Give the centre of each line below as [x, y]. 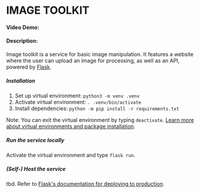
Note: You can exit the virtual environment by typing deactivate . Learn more [100, 120]
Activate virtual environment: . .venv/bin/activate [78, 102]
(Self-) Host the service [36, 169]
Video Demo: [23, 27]
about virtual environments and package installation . [71, 126]
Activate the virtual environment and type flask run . [71, 155]
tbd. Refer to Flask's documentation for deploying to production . [85, 183]
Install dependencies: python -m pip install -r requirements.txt [97, 108]
